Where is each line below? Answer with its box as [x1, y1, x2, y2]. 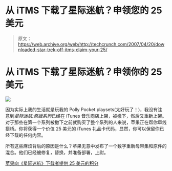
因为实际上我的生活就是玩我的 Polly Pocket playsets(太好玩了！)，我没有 [5, 106, 158, 113]
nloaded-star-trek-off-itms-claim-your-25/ [17, 47, 107, 53]
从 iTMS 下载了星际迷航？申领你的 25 [5, 66, 162, 78]
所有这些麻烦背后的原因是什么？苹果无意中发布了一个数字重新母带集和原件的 [5, 143, 167, 149]
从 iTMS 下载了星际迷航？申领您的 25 [5, 5, 162, 16]
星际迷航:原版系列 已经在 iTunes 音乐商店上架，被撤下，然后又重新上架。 [14, 113, 167, 119]
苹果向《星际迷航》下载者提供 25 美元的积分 [5, 160, 99, 166]
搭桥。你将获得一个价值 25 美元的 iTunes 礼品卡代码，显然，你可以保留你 [5, 125, 160, 132]
